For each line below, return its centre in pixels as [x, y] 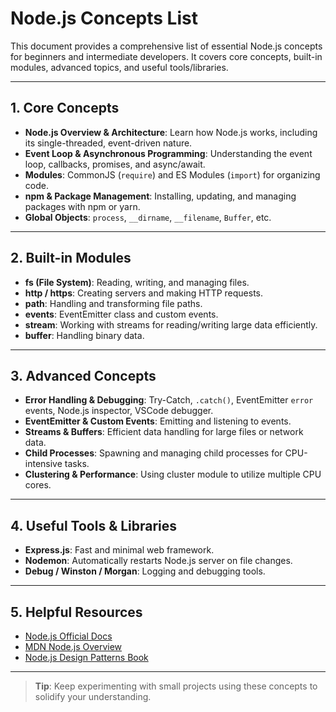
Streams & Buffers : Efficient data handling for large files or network [164, 432]
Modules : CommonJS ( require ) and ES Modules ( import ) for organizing [172, 174]
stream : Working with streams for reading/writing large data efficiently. [171, 324]
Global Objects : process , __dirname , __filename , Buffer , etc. [148, 217]
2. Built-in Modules [71, 258]
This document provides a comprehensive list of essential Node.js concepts [166, 46]
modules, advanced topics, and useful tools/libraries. [119, 67]
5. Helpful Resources [76, 612]
